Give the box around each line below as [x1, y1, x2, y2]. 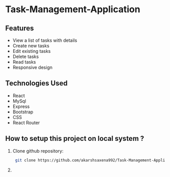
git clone [15, 158, 36, 163]
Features [5, 24, 34, 33]
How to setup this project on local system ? [5, 134, 145, 143]
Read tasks [12, 59, 37, 65]
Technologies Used [5, 79, 67, 87]
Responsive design [12, 65, 53, 70]
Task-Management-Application [5, 4, 141, 15]
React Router [12, 120, 40, 126]
